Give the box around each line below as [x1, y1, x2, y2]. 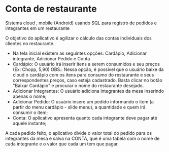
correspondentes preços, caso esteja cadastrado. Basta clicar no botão [12, 77, 162, 83]
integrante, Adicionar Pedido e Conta [12, 55, 90, 61]
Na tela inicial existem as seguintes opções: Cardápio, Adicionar [12, 50, 147, 56]
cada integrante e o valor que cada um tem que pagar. [5, 140, 119, 147]
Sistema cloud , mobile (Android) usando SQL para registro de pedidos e [5, 20, 157, 26]
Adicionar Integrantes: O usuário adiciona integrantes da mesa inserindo [12, 88, 164, 94]
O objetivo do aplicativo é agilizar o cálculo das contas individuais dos [5, 35, 152, 41]
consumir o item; [12, 109, 48, 116]
